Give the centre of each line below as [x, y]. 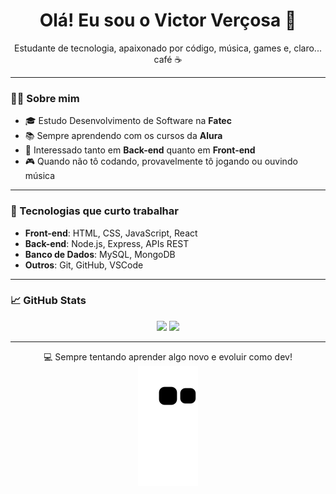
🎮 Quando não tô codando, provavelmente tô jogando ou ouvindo [161, 161]
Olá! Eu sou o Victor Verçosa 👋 [168, 20]
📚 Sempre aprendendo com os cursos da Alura [123, 136]
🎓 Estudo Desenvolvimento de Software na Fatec [128, 121]
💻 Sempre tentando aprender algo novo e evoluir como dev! [168, 356]
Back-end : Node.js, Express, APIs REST [107, 243]
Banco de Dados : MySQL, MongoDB [100, 254]
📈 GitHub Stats [48, 301]
